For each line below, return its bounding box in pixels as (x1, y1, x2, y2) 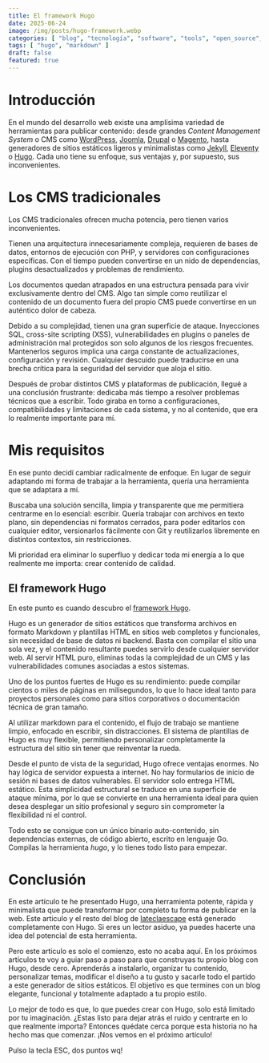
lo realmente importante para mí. (8, 413, 116, 422)
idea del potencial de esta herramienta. (8, 931, 138, 940)
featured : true (8, 57, 59, 65)
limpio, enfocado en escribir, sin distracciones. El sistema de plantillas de (8, 726, 250, 736)
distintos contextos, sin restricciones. (8, 534, 132, 544)
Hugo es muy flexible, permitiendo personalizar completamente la (8, 734, 226, 744)
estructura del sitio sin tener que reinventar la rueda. (8, 743, 182, 753)
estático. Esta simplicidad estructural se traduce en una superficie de (8, 784, 237, 794)
